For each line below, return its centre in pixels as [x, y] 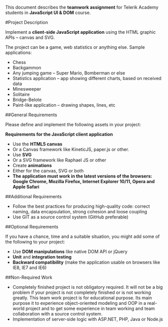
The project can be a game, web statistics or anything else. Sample [75, 47]
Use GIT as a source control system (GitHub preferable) [70, 217]
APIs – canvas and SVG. [30, 37]
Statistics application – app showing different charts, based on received [87, 78]
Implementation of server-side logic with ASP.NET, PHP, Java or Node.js [88, 319]
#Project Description [26, 22]
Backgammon [27, 68]
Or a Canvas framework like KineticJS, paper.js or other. [71, 149]
